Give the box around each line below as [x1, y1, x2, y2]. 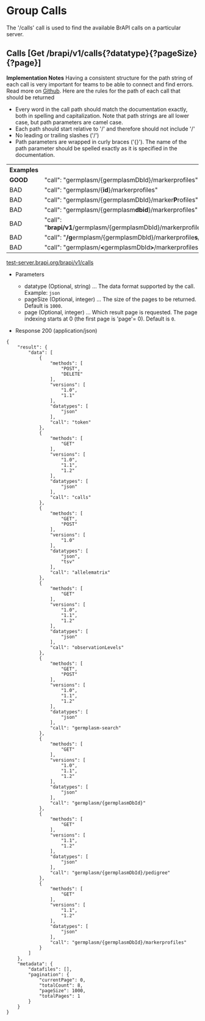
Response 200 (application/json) [15, 327, 98, 334]
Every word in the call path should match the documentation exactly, [15, 105, 188, 113]
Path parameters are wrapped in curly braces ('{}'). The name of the [15, 138, 187, 145]
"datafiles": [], [28, 966, 72, 972]
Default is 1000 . [24, 302, 63, 309]
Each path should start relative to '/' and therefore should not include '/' [15, 125, 195, 132]
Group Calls [6, 4, 67, 18]
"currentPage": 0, [38, 977, 86, 983]
